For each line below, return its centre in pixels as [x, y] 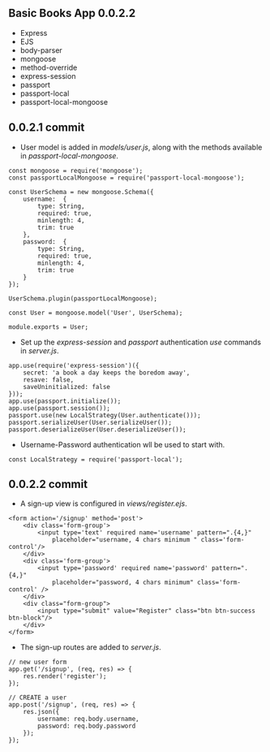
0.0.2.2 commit [48, 484]
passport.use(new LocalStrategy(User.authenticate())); [105, 415]
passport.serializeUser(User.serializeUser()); [90, 422]
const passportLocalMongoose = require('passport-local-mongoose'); [126, 178]
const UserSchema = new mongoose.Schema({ [81, 192]
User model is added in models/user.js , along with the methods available [141, 147]
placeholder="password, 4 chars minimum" [123, 583]
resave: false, [49, 380]
